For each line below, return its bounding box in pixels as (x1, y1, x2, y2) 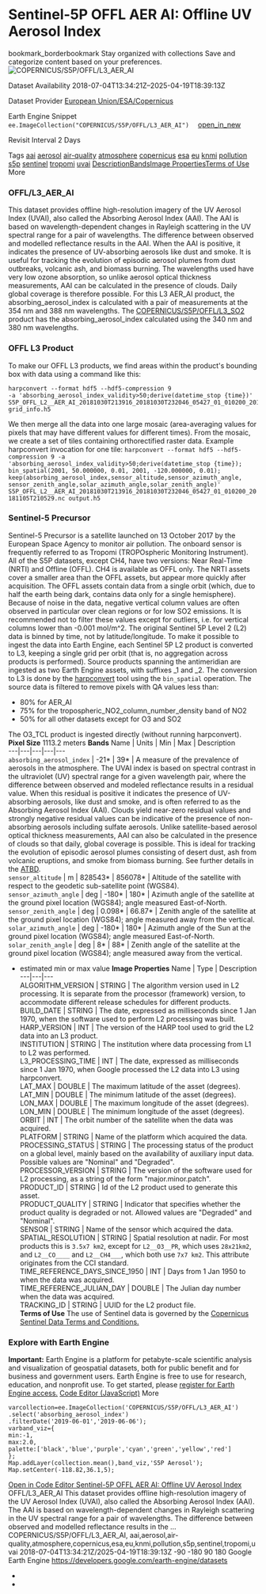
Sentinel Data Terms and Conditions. (19, 1317, 140, 1326)
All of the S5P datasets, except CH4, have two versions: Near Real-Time (8, 556, 243, 565)
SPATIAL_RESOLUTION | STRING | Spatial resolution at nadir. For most (19, 1233, 249, 1242)
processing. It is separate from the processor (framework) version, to (19, 988, 245, 999)
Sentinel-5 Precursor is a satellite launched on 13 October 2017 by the (8, 531, 236, 540)
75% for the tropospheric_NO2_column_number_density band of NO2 (19, 706, 247, 715)
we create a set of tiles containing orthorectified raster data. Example (8, 436, 234, 445)
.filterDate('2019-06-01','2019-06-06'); (8, 1417, 147, 1426)
